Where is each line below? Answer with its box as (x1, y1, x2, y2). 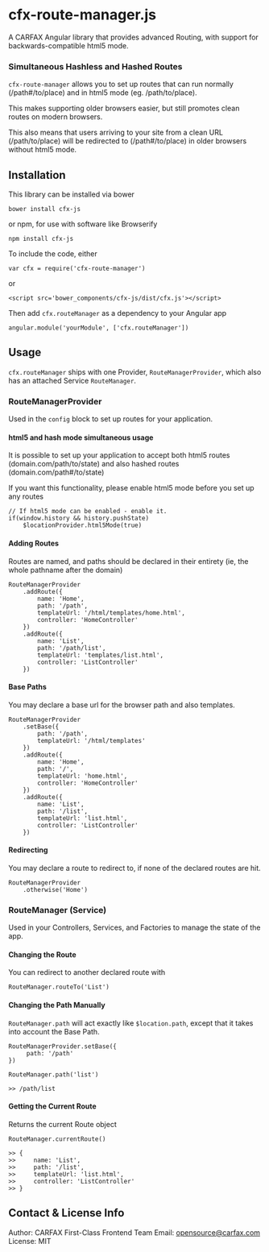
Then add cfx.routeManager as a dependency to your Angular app (8, 309, 227, 318)
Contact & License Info (8, 1206, 125, 1220)
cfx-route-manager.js (8, 6, 157, 24)
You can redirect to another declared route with (8, 968, 166, 977)
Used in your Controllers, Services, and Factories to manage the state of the (8, 922, 261, 932)
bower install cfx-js (8, 205, 81, 214)
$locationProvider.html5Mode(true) (23, 521, 143, 529)
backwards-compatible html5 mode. (8, 40, 129, 50)
